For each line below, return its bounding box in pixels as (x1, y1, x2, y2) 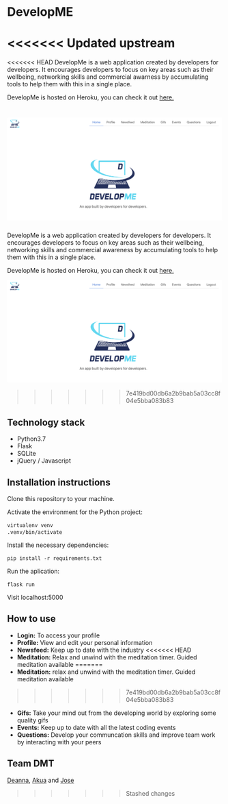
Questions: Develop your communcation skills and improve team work (16, 731, 216, 739)
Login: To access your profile (16, 631, 100, 639)
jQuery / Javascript (16, 456, 72, 465)
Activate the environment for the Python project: (7, 508, 143, 516)
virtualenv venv (7, 522, 53, 529)
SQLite (16, 450, 36, 458)
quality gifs (16, 716, 49, 724)
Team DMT (7, 758, 55, 770)
